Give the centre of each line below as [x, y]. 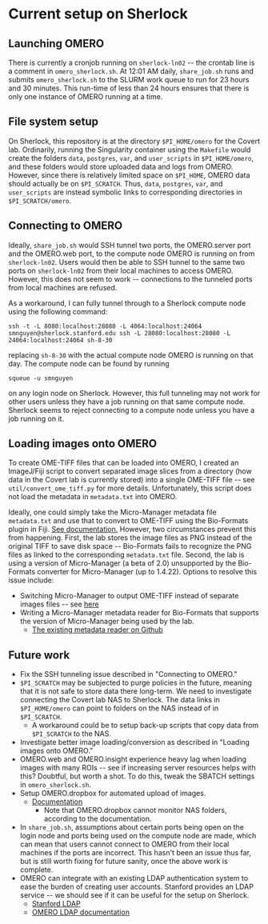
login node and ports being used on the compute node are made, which [138, 836]
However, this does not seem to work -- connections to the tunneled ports [130, 279]
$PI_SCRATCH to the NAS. [72, 734]
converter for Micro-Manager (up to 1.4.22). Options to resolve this [147, 572]
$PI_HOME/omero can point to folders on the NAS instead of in [119, 708]
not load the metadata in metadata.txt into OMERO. [93, 497]
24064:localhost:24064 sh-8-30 [60, 340]
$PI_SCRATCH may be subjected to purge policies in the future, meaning [136, 683]
